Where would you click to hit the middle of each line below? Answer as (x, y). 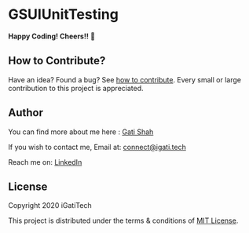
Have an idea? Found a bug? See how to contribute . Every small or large (125, 79)
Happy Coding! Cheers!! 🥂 (52, 36)
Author (26, 113)
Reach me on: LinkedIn (45, 162)
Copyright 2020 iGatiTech (50, 206)
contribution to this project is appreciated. (76, 88)
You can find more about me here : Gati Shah (81, 132)
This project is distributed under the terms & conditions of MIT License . (123, 220)
